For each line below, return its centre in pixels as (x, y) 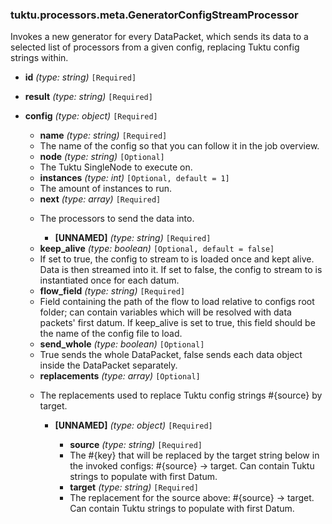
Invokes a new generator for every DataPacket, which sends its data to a (159, 37)
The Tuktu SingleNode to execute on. (116, 167)
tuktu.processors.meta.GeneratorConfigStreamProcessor (154, 15)
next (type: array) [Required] (100, 199)
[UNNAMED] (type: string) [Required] (133, 238)
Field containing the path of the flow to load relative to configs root (177, 302)
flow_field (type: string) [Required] (112, 291)
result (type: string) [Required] (88, 97)
